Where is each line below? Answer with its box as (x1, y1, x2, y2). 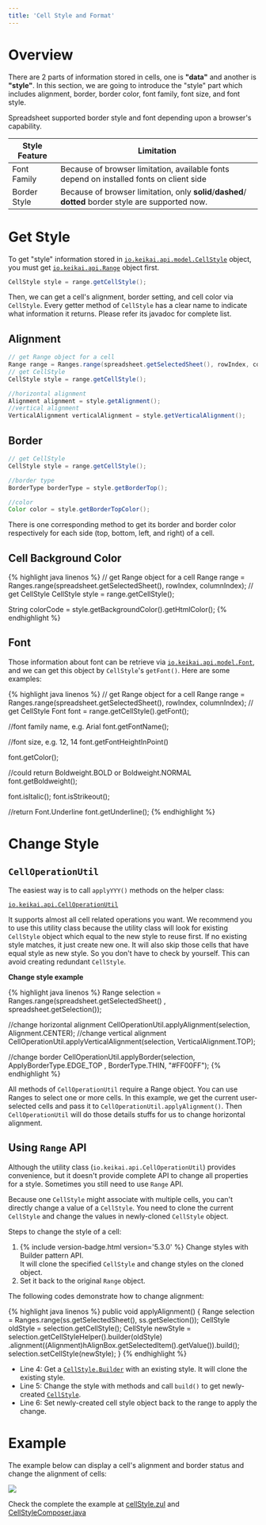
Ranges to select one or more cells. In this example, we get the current (8, 1092, 239, 1102)
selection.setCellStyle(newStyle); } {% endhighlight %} (8, 1349, 188, 1358)
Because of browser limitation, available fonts (60, 164, 230, 175)
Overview (8, 45, 74, 64)
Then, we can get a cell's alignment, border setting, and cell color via (8, 292, 234, 302)
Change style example (8, 972, 84, 981)
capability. (8, 121, 42, 131)
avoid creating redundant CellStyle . (8, 957, 127, 966)
